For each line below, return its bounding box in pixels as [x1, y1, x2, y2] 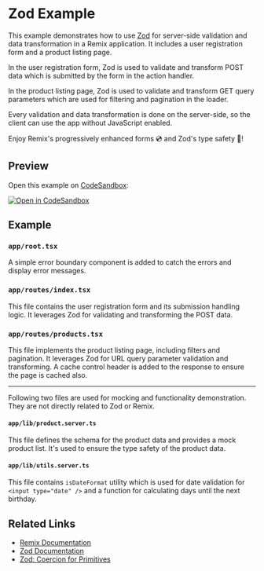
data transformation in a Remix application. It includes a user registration [8, 38, 244, 48]
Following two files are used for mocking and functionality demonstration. [8, 393, 247, 403]
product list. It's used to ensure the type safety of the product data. [8, 444, 226, 453]
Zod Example [8, 5, 96, 23]
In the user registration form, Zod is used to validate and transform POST [8, 62, 244, 71]
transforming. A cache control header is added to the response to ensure [8, 362, 245, 372]
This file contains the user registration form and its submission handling [8, 302, 240, 311]
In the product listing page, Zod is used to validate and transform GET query [8, 86, 255, 95]
